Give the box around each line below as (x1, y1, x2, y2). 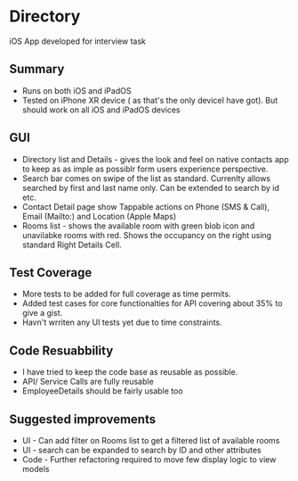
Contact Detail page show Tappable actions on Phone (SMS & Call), (21, 201, 270, 211)
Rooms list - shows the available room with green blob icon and (21, 220, 255, 231)
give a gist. (21, 308, 63, 319)
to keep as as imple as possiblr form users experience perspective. (21, 163, 269, 174)
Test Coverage (9, 265, 93, 280)
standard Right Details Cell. (21, 239, 122, 250)
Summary (9, 62, 65, 77)
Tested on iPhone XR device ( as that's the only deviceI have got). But (21, 95, 278, 105)
